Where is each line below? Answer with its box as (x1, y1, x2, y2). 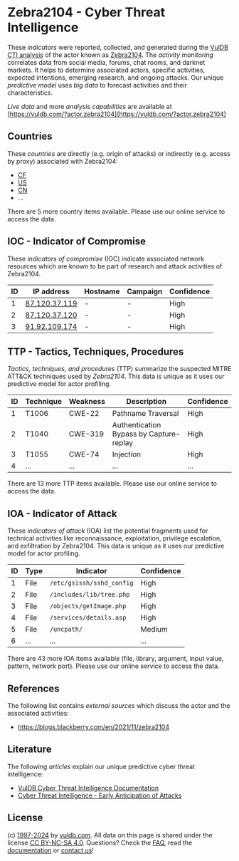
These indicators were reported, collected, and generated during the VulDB (7, 43, 229, 51)
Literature (7, 743, 52, 756)
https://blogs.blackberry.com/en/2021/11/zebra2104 (17, 723, 169, 731)
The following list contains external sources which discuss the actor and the (7, 701, 230, 709)
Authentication (112, 420, 161, 430)
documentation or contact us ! (7, 845, 95, 855)
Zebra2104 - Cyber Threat (7, 4, 166, 21)
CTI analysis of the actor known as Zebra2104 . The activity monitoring (7, 51, 213, 59)
